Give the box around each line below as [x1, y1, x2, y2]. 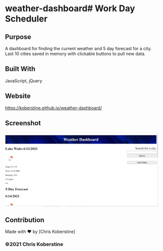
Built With [5, 65, 35, 73]
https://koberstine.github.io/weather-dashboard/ [5, 105, 102, 111]
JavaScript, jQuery [5, 77, 43, 83]
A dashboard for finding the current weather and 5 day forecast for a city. [5, 46, 152, 51]
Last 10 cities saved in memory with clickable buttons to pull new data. [5, 51, 146, 57]
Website [5, 92, 31, 100]
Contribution [5, 215, 45, 224]
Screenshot [5, 119, 41, 127]
